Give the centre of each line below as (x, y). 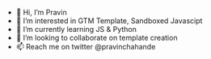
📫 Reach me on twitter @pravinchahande (86, 47)
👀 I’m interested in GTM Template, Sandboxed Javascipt (109, 21)
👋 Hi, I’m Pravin (41, 12)
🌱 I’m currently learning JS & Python (76, 29)
